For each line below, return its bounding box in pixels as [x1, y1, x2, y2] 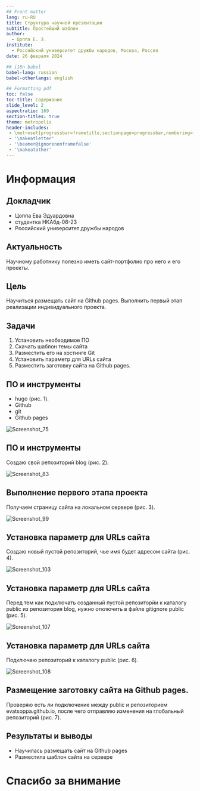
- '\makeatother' [8, 147, 52, 153]
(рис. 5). [6, 612, 27, 619]
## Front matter [6, 8, 46, 15]
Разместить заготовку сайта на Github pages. [14, 362, 131, 369]
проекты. [6, 264, 30, 271]
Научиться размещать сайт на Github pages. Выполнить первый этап [6, 297, 183, 304]
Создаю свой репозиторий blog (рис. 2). [6, 459, 109, 466]
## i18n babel [6, 64, 42, 70]
